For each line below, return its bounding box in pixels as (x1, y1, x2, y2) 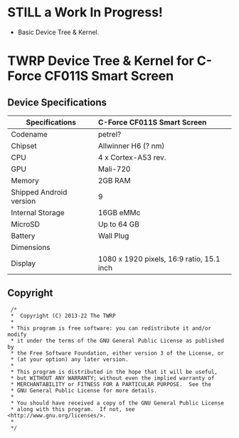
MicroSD (11, 219, 41, 229)
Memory (11, 175, 39, 185)
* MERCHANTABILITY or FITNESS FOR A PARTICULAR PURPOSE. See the (10, 380, 212, 388)
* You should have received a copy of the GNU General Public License (10, 400, 224, 407)
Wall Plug (97, 231, 129, 241)
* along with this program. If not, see (10, 405, 135, 413)
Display (11, 258, 36, 268)
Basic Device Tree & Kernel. (17, 28, 100, 36)
